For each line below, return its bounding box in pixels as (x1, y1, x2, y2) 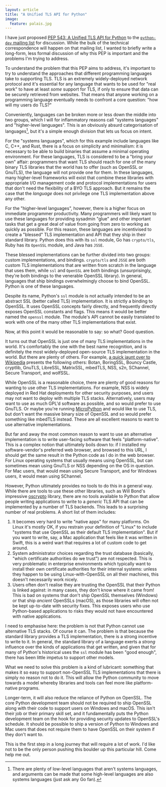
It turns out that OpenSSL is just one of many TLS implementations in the (5, 338, 153, 344)
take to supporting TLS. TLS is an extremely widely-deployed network (5, 76, 147, 82)
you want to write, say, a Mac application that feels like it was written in (12, 534, 157, 540)
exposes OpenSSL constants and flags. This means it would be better (5, 308, 147, 314)
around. (12, 545, 29, 551)
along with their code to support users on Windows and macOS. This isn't (5, 705, 156, 711)
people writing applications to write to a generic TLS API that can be (5, 498, 144, 504)
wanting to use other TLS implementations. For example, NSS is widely (5, 385, 149, 391)
